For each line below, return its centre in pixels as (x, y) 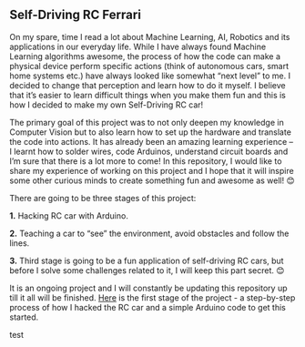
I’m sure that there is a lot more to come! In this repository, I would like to (146, 161)
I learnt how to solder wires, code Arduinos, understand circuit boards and (149, 151)
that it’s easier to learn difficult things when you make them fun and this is (148, 95)
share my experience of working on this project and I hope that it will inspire (152, 170)
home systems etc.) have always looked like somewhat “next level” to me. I (150, 76)
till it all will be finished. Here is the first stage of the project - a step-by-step (152, 297)
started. (24, 317)
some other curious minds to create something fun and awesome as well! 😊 (152, 180)
